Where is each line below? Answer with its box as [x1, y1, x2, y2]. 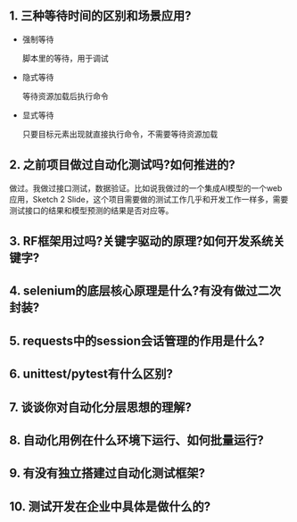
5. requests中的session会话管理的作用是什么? [9, 333, 265, 348]
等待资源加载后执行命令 [21, 90, 109, 101]
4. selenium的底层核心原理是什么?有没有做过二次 [9, 284, 282, 299]
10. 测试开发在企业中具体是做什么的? [9, 499, 211, 514]
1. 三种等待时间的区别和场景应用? [9, 8, 192, 24]
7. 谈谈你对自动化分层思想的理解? [9, 400, 192, 415]
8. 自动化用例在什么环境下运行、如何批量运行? [9, 432, 265, 448]
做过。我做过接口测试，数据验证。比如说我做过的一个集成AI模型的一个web [9, 182, 283, 194]
